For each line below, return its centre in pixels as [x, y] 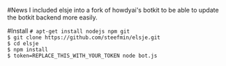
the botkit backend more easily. [52, 17]
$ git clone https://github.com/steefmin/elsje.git [84, 38]
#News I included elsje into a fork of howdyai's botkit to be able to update [113, 10]
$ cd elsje [23, 44]
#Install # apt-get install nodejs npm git [69, 31]
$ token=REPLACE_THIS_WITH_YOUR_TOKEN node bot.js [82, 56]
